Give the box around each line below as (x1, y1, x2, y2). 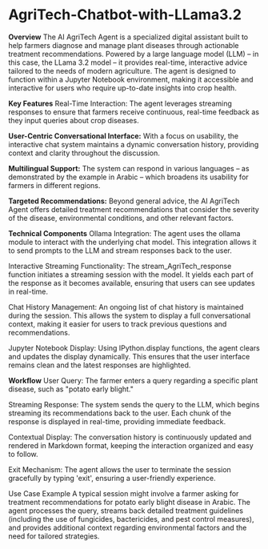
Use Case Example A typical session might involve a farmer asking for (8, 488, 239, 498)
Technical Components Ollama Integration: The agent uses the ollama (8, 228, 241, 238)
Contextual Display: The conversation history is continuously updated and (8, 432, 252, 442)
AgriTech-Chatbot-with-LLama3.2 (8, 6, 242, 24)
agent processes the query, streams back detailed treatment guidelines (8, 506, 244, 515)
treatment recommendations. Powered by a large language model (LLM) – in (8, 49, 259, 58)
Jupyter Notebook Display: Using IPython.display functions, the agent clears (8, 343, 260, 353)
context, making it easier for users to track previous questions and (8, 319, 227, 329)
